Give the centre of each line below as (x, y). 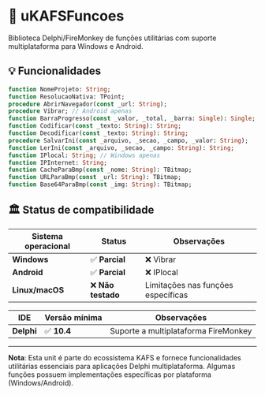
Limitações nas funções (189, 285)
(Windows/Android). (41, 382)
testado (105, 295)
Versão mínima (73, 317)
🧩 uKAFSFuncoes (66, 16)
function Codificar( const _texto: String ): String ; (95, 126)
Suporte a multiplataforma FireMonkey (181, 330)
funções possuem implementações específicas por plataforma (110, 375)
